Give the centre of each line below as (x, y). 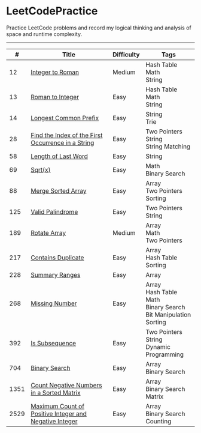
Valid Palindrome (54, 211)
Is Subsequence (54, 343)
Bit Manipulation (168, 315)
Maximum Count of (58, 406)
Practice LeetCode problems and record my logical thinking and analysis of (99, 28)
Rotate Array (48, 232)
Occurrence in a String (63, 142)
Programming (165, 354)
